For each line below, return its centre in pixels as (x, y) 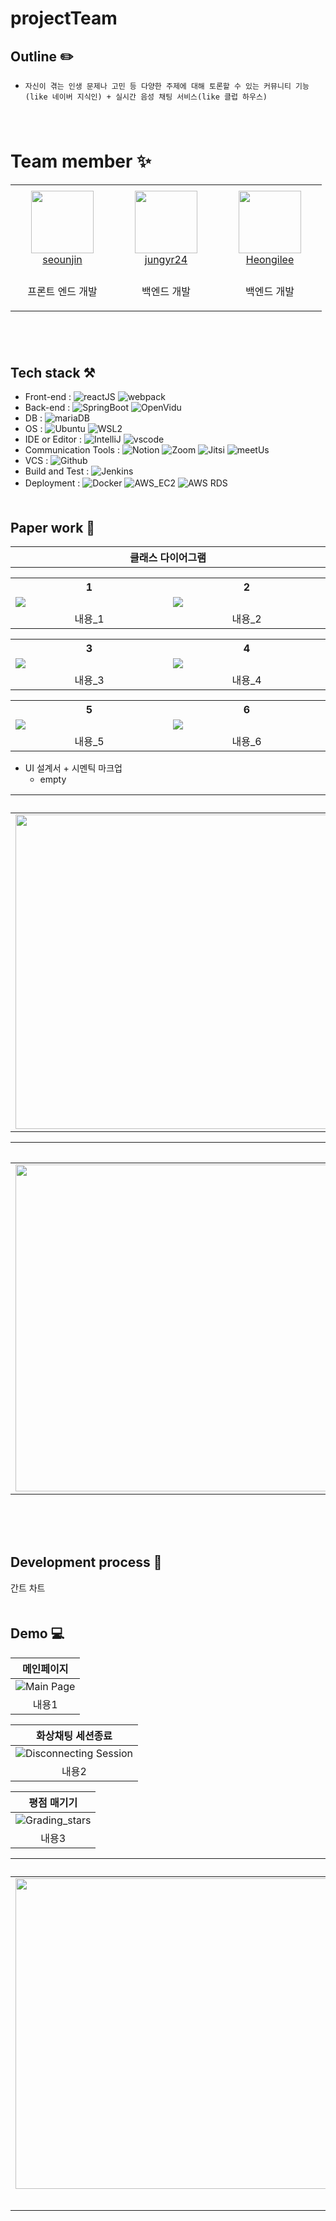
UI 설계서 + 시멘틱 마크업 (73, 768)
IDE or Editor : (53, 439)
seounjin (62, 259)
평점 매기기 (53, 1802)
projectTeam (64, 18)
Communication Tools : (72, 450)
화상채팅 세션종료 (74, 1735)
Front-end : (48, 397)
